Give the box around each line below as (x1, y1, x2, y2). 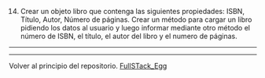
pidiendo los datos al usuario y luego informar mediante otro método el (20, 23, 251, 32)
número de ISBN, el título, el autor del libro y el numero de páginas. (20, 31, 238, 41)
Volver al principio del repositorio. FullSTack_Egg (9, 62, 167, 70)
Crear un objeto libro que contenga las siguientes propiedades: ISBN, (20, 7, 245, 16)
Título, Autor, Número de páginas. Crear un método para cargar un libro (20, 15, 252, 24)
